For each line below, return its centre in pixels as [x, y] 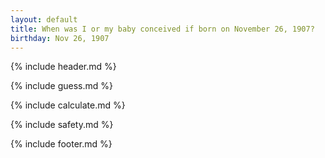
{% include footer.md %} [61, 144]
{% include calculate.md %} [68, 105]
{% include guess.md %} [61, 86]
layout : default [44, 19]
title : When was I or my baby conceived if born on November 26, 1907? [162, 29]
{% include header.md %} [63, 67]
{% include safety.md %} [62, 125]
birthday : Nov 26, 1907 [60, 38]
